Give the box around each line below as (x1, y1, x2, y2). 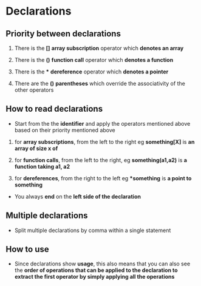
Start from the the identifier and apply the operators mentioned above (14, 120, 191, 127)
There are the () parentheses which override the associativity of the (14, 80, 186, 87)
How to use (5, 244, 49, 254)
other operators (14, 86, 54, 94)
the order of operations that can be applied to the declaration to (14, 267, 178, 274)
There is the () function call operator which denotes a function (14, 56, 174, 63)
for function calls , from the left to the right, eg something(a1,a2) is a (14, 156, 188, 163)
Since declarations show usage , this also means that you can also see (14, 260, 191, 268)
